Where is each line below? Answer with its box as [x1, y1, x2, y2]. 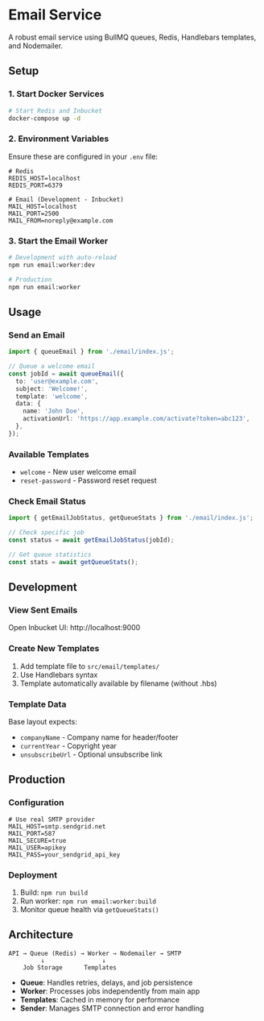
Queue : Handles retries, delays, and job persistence [19, 977, 193, 987]
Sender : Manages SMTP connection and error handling [19, 1003, 204, 1013]
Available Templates [8, 449, 90, 460]
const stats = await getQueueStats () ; [8, 558, 138, 566]
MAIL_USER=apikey [8, 844, 67, 852]
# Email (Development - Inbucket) [8, 195, 125, 203]
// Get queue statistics [8, 550, 92, 558]
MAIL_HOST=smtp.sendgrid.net [8, 822, 106, 831]
